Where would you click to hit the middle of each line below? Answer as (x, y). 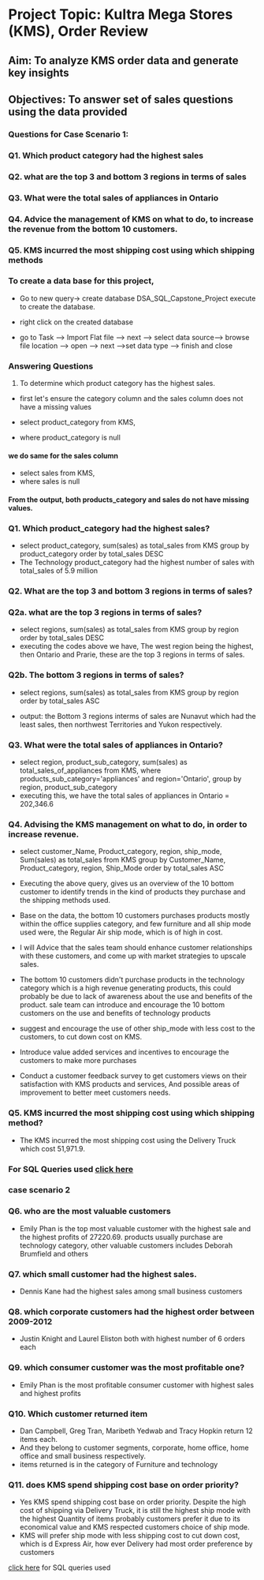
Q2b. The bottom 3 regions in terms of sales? (96, 675)
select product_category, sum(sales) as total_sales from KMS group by (134, 545)
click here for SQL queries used (59, 1567)
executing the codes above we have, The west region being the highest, (136, 646)
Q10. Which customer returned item (78, 1413)
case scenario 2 (39, 1190)
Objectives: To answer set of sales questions (121, 99)
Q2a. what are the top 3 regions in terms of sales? (105, 612)
